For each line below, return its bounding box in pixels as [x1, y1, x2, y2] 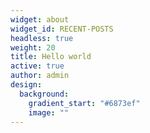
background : [19, 89, 70, 99]
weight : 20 [10, 42, 56, 53]
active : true [10, 61, 65, 71]
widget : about [10, 14, 70, 25]
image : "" [28, 107, 70, 118]
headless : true [10, 33, 74, 43]
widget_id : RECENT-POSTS [10, 24, 114, 34]
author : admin [10, 71, 70, 81]
